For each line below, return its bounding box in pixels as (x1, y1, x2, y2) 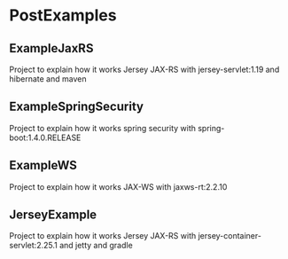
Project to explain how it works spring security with (9, 122, 197, 133)
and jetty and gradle (58, 240, 133, 251)
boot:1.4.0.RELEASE (9, 132, 82, 143)
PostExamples (9, 5, 117, 26)
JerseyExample (9, 208, 97, 223)
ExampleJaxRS (9, 41, 94, 56)
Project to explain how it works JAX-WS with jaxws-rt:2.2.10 (9, 181, 228, 192)
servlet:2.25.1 (9, 240, 58, 251)
